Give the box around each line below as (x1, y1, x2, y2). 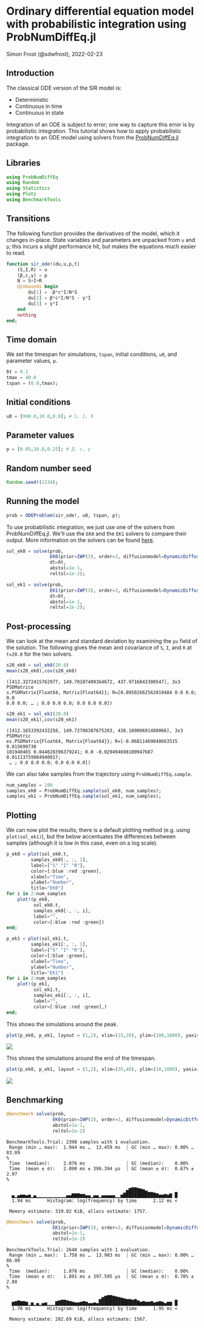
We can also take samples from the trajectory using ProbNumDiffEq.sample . (6, 770, 192, 778)
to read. (6, 249, 26, 257)
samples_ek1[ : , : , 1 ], (30, 942, 88, 948)
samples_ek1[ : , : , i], (33, 992, 91, 999)
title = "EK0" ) (30, 885, 64, 891)
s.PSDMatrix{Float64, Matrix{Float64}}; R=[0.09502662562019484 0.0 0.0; (6, 689, 197, 695)
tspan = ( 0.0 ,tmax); (6, 380, 59, 386)
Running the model (6, 496, 80, 506)
